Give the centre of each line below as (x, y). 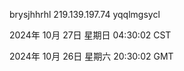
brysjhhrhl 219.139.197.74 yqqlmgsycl (85, 14)
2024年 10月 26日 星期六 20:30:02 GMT (91, 56)
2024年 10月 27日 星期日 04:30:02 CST (90, 35)
